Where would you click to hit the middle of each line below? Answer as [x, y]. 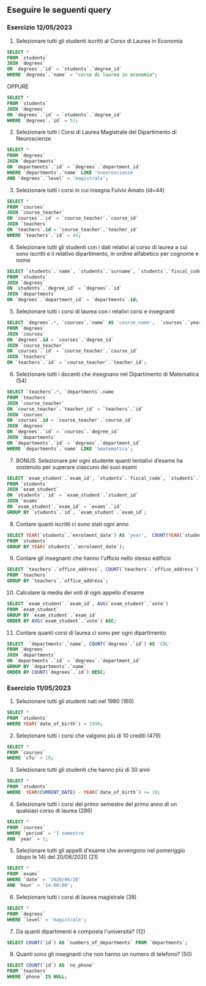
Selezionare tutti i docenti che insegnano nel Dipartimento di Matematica [107, 374]
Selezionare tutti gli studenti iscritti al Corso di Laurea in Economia [99, 41]
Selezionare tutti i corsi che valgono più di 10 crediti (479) [88, 735]
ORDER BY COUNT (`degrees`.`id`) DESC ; [56, 672]
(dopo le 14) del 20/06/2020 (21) [57, 857]
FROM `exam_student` [33, 609]
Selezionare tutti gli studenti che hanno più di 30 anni [83, 770]
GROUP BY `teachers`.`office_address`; [58, 581]
